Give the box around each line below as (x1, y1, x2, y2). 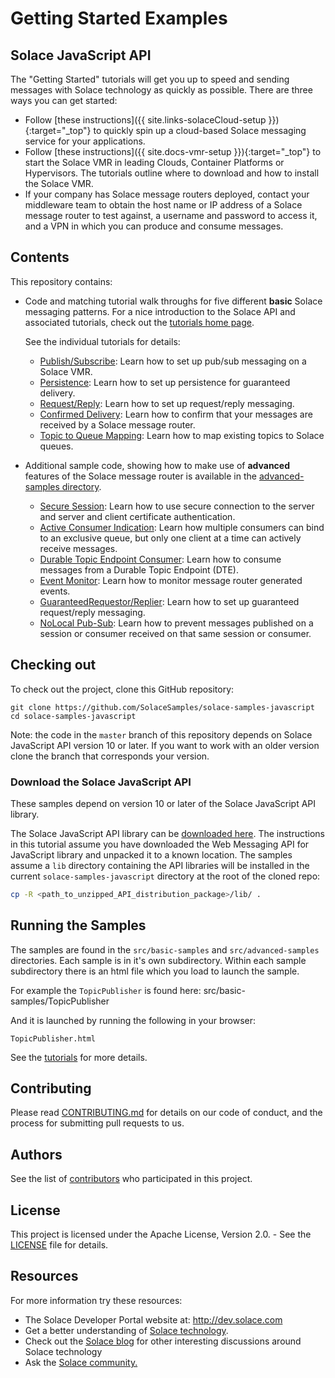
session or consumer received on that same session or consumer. (39, 627, 312, 639)
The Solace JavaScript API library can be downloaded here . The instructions (10, 827, 325, 839)
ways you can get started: (10, 95, 118, 106)
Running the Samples (10, 917, 147, 934)
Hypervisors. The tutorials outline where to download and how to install (24, 167, 320, 179)
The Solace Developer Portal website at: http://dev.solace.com (24, 1313, 283, 1326)
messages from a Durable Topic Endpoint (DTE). (39, 563, 239, 576)
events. (39, 585, 71, 597)
